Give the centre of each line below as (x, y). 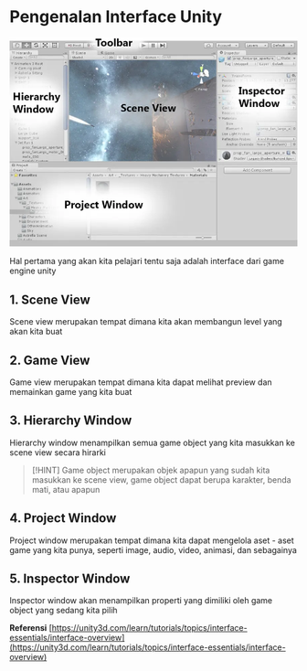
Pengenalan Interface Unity (116, 17)
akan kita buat (36, 332)
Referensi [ (31, 628)
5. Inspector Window (70, 579)
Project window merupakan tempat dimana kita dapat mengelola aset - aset (152, 540)
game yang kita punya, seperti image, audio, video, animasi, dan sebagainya (153, 549)
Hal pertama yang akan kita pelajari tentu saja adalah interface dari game (147, 261)
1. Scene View (50, 299)
